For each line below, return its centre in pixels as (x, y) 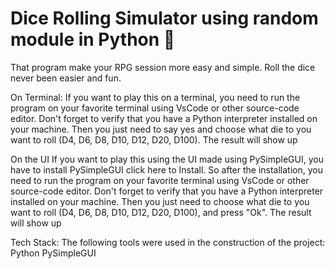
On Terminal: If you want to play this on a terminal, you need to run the (155, 97)
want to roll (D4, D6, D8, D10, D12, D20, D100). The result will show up (154, 139)
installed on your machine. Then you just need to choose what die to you (160, 201)
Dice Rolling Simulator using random (164, 18)
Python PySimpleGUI (53, 253)
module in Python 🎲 (93, 39)
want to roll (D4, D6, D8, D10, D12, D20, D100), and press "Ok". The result (161, 212)
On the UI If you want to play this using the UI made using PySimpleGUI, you (167, 159)
